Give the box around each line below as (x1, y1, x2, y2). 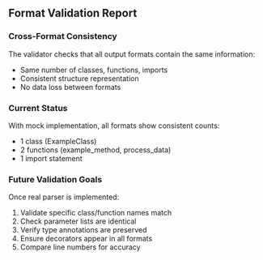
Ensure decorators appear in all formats (19, 234, 153, 244)
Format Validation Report (8, 6, 138, 20)
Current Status (8, 102, 68, 113)
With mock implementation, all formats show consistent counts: (8, 121, 220, 130)
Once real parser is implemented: (8, 192, 120, 202)
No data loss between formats (19, 82, 121, 92)
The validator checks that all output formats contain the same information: (8, 49, 256, 59)
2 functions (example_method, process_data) (19, 145, 172, 155)
